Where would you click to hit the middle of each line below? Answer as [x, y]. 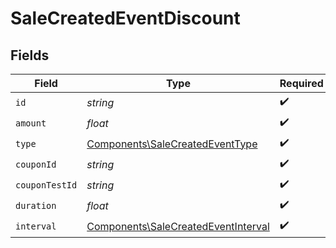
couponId [36, 164]
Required [301, 83]
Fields [30, 55]
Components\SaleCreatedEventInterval [178, 226]
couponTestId [46, 185]
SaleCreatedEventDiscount [125, 18]
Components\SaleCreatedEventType [172, 144]
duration [36, 205]
